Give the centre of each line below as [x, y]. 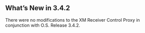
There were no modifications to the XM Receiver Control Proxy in [72, 20]
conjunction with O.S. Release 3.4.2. [43, 25]
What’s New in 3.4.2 [38, 8]
